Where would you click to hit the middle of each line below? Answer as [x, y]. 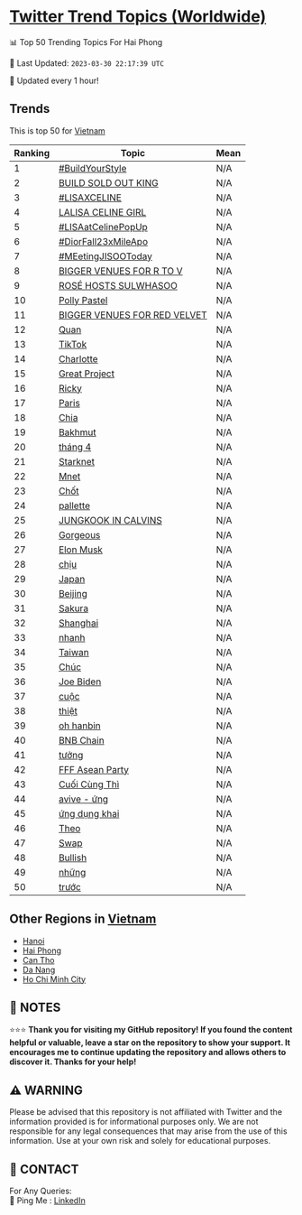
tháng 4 [75, 447]
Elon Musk [81, 550]
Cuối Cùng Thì [89, 784]
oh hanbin [79, 726]
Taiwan [73, 652]
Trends [30, 109]
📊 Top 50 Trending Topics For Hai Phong [86, 42]
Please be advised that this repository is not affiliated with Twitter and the [146, 1112]
